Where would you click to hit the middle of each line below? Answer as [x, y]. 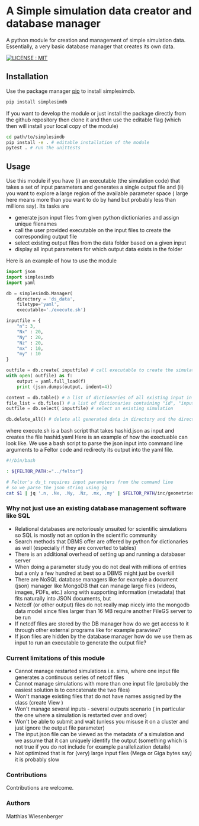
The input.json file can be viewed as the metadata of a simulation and [99, 734]
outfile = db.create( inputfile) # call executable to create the [90, 370]
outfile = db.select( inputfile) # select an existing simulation [90, 409]
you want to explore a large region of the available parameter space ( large [97, 193]
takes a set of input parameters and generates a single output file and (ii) [95, 187]
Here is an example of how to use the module [62, 261]
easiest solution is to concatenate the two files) [72, 690]
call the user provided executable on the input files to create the [93, 230]
